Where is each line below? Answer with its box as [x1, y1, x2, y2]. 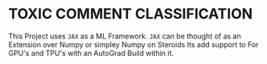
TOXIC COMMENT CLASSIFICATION [8, 5, 253, 23]
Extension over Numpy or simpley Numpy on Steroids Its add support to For [8, 39, 259, 49]
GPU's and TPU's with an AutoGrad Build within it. [8, 48, 175, 58]
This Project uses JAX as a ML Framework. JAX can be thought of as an [8, 31, 241, 41]
